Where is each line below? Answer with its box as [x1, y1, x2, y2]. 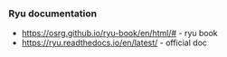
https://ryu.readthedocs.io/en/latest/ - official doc [21, 37, 208, 48]
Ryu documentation [8, 7, 97, 20]
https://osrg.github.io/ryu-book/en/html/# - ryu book [21, 28, 218, 39]
